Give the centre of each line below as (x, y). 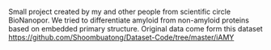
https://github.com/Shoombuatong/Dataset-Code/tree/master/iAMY (121, 37)
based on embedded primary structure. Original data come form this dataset (135, 29)
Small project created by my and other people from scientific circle (120, 12)
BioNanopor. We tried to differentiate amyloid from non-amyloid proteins (129, 20)
